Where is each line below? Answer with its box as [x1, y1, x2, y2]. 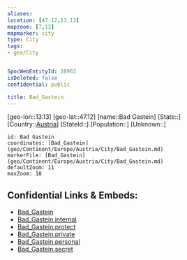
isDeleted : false [7, 74, 58, 81]
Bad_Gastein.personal [17, 238, 80, 246]
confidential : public [7, 81, 70, 88]
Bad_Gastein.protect [17, 223, 76, 231]
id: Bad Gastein [7, 133, 54, 140]
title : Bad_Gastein [7, 94, 64, 101]
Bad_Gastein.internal [17, 215, 77, 224]
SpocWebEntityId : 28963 [7, 68, 77, 75]
